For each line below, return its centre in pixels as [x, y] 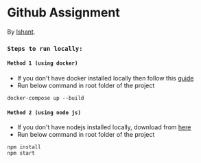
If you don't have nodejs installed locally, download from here [104, 127]
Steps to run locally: [45, 48]
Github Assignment [63, 13]
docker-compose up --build [46, 98]
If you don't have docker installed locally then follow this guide [105, 78]
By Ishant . [21, 32]
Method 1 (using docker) [43, 63]
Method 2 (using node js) [44, 112]
